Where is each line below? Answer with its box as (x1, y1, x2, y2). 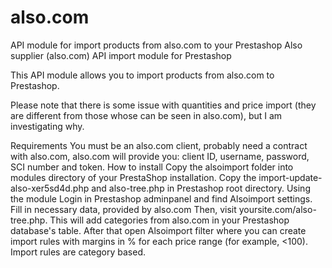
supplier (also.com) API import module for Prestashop (10, 49, 232, 61)
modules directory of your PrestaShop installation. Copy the (10, 171, 257, 183)
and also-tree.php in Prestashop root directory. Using (91, 182, 311, 194)
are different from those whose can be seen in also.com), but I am (10, 109, 283, 121)
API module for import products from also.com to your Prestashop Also (10, 39, 303, 51)
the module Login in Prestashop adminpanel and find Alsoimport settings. (10, 192, 313, 205)
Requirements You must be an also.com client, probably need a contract (10, 139, 308, 151)
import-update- (258, 171, 323, 183)
